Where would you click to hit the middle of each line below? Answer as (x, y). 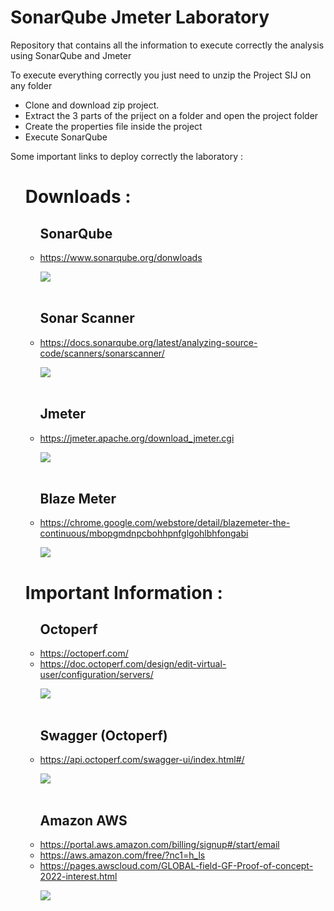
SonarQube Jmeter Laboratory (140, 17)
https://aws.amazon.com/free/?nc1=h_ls (122, 855)
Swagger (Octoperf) (103, 735)
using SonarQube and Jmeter (71, 55)
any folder (31, 85)
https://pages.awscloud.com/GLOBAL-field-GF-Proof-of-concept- (176, 865)
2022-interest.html (78, 876)
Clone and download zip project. (92, 105)
